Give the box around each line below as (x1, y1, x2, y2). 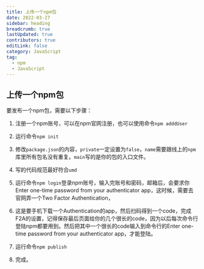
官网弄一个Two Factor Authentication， (15, 194, 114, 201)
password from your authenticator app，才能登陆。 (27, 230, 157, 237)
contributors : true (6, 37, 56, 43)
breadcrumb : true (6, 26, 51, 32)
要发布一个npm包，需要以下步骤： (6, 107, 93, 114)
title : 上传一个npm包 (6, 9, 57, 15)
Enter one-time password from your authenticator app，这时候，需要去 (15, 187, 194, 194)
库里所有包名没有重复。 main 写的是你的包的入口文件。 (15, 153, 149, 161)
